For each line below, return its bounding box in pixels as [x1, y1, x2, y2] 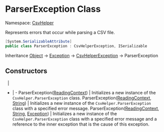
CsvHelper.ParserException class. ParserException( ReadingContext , [12, 95, 152, 101]
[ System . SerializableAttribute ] [5, 39, 72, 44]
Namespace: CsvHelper [5, 20, 54, 26]
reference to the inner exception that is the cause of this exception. [12, 121, 150, 127]
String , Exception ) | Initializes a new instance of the [12, 110, 117, 117]
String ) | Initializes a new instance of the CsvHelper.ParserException [12, 100, 151, 106]
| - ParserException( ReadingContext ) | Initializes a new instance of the [12, 89, 156, 95]
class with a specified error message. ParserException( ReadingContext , [12, 105, 160, 111]
